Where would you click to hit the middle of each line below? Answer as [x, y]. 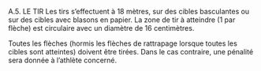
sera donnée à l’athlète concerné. [63, 60]
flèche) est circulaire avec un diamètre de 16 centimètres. [101, 28]
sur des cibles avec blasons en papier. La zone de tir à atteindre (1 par [122, 20]
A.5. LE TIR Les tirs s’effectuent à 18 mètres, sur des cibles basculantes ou [129, 11]
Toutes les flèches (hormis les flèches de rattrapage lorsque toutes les [123, 43]
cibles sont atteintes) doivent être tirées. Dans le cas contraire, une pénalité [131, 52]
